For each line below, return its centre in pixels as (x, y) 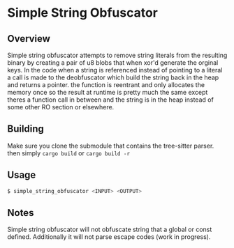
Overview (29, 39)
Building (25, 129)
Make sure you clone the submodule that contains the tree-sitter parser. (111, 146)
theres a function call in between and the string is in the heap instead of (111, 100)
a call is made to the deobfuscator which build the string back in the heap (113, 77)
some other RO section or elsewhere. (61, 107)
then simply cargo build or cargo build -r (69, 153)
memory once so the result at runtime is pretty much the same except (108, 92)
